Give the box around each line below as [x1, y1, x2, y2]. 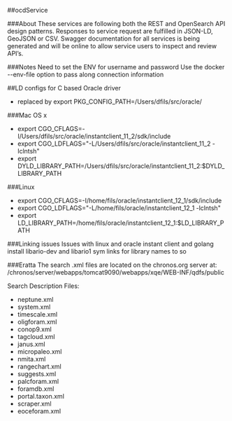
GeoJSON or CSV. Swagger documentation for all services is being [7, 34, 201, 43]
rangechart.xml [17, 362, 61, 371]
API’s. [7, 49, 24, 57]
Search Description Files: [7, 282, 80, 290]
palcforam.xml [17, 378, 59, 385]
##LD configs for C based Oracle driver [7, 84, 121, 92]
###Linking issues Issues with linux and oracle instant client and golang [7, 240, 215, 248]
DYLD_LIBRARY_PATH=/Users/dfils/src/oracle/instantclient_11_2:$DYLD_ [17, 162, 225, 170]
